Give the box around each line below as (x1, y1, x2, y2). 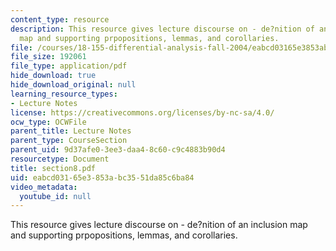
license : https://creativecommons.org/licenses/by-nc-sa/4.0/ (10, 107, 275, 118)
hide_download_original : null (10, 80, 137, 90)
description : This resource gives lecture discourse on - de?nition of (10, 24, 315, 34)
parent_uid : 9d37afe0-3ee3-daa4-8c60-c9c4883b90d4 (10, 145, 226, 155)
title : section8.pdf (10, 163, 97, 173)
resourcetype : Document (10, 154, 110, 164)
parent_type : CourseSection (10, 136, 128, 146)
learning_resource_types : (10, 89, 118, 99)
